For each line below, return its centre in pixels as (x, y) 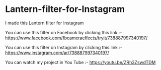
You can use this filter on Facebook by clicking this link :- (64, 32)
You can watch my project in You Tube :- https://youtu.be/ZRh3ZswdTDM (80, 62)
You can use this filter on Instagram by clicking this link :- (64, 47)
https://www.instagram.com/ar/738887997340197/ (57, 53)
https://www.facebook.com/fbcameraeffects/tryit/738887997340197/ (77, 38)
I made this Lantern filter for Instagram (44, 23)
